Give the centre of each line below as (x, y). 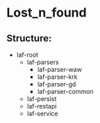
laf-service (42, 113)
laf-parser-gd (57, 84)
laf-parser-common (66, 92)
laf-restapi (42, 106)
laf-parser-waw (60, 69)
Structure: (29, 38)
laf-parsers (43, 62)
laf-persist (42, 99)
